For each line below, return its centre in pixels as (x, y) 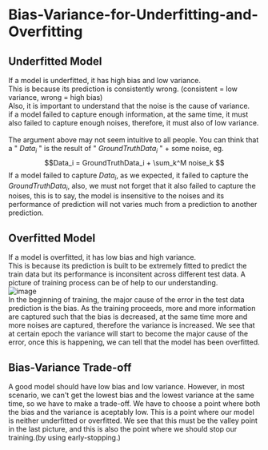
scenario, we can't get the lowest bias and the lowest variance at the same (131, 395)
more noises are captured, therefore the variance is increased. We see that (132, 325)
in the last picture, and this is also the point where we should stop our (123, 429)
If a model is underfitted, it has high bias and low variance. (105, 80)
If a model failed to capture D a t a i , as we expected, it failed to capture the (129, 176)
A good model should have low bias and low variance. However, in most (127, 387)
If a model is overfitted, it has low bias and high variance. (102, 257)
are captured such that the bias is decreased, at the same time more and (128, 317)
